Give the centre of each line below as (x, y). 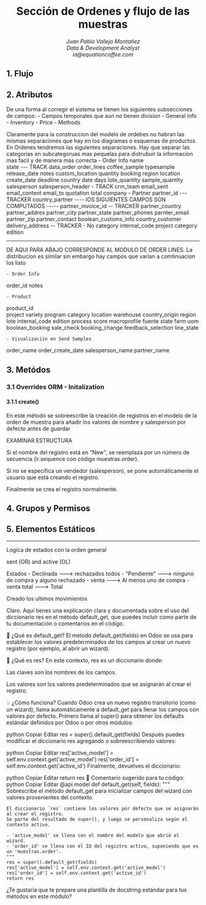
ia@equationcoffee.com (103, 54)
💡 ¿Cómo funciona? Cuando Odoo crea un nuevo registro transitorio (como (101, 702)
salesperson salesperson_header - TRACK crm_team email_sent (87, 187)
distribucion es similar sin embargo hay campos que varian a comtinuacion (101, 257)
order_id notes (25, 285)
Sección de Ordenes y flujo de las (103, 11)
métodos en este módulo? (39, 896)
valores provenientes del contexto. (50, 797)
